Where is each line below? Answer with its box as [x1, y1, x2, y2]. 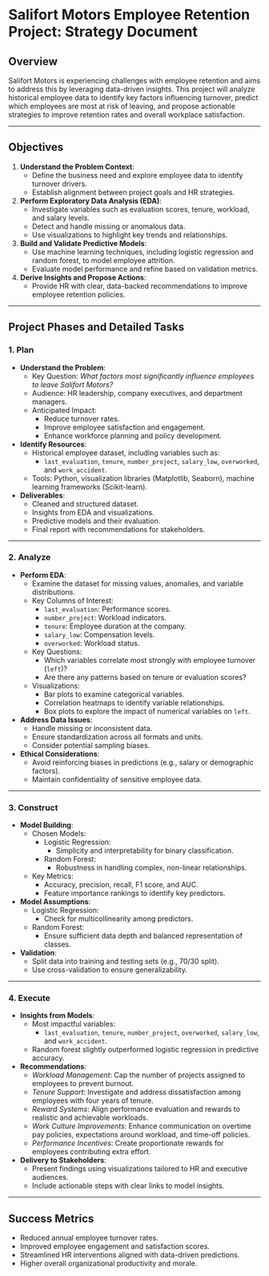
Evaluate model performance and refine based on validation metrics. [31, 264, 259, 273]
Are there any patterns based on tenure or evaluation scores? [43, 672, 247, 682]
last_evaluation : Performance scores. [43, 604, 171, 614]
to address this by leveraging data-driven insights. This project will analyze [8, 84, 255, 94]
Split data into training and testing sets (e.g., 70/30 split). [31, 956, 220, 967]
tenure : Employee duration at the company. [43, 621, 187, 631]
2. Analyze [8, 551, 51, 563]
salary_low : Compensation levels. [43, 629, 155, 639]
